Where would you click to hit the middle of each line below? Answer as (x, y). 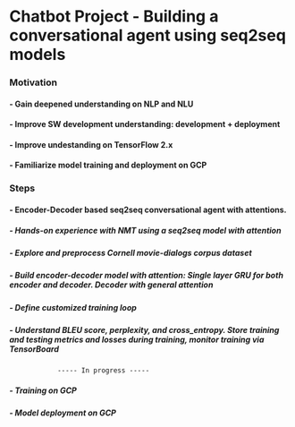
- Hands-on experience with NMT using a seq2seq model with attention (145, 230)
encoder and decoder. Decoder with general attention (111, 285)
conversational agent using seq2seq (147, 35)
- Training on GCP (43, 390)
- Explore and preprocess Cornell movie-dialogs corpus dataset (131, 252)
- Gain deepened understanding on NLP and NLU (101, 104)
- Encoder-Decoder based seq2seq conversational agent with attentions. (148, 209)
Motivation (34, 82)
